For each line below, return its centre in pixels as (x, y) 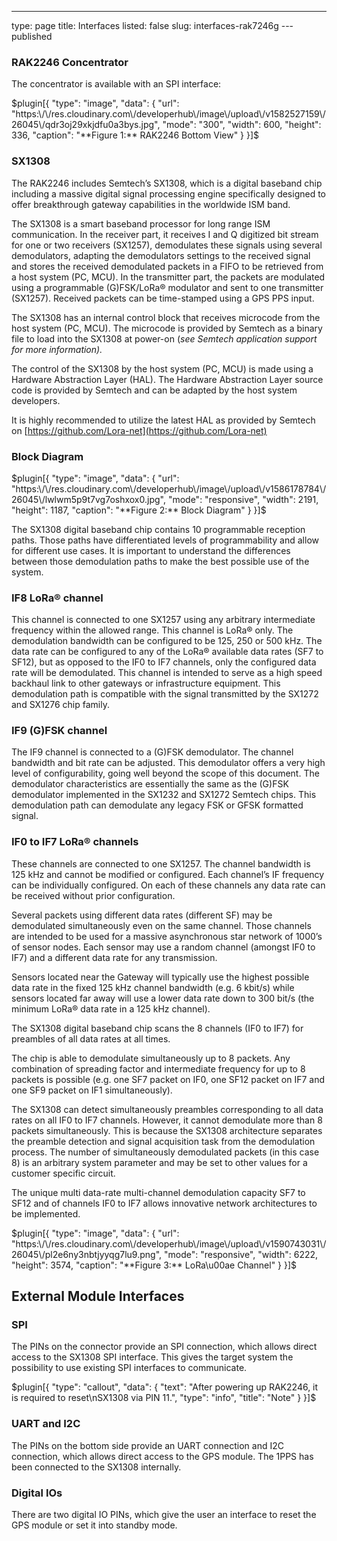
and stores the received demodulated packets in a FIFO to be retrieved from (167, 266)
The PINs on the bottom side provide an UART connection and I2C (147, 1445)
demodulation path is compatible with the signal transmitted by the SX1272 (165, 694)
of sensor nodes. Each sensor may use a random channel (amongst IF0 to (163, 947)
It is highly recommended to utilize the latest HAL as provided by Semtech (163, 420)
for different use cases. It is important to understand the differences (151, 550)
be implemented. (46, 1213)
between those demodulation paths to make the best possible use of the (160, 561)
